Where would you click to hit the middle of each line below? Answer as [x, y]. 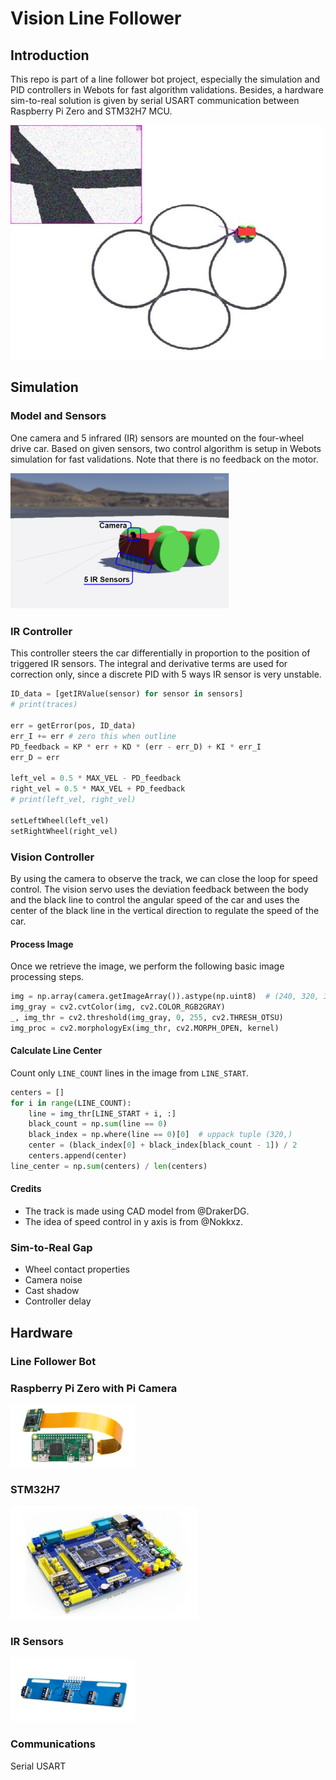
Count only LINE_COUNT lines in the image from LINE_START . [129, 1073]
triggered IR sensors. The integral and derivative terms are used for [149, 664]
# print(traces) [44, 705]
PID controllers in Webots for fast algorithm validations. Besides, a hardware [167, 90]
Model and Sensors [58, 416]
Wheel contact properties [77, 1269]
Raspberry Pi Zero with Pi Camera [94, 1388]
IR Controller [41, 631]
